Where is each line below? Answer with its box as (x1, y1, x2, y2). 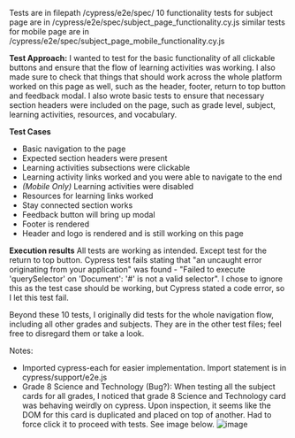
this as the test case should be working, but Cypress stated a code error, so (9, 283, 285, 293)
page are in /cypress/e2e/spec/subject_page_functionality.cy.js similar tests (9, 17, 285, 27)
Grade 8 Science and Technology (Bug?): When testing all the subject (21, 381, 276, 392)
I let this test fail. (9, 292, 69, 303)
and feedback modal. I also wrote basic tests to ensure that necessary (9, 90, 265, 101)
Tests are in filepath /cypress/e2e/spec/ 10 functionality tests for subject (9, 8, 274, 18)
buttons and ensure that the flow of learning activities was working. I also (9, 62, 276, 73)
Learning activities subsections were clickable (21, 163, 191, 173)
